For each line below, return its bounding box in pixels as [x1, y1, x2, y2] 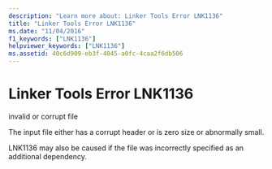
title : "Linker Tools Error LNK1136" [8, 19, 136, 28]
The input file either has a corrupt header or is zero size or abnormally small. [8, 127, 265, 136]
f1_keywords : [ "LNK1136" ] [8, 34, 96, 43]
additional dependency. [8, 151, 87, 161]
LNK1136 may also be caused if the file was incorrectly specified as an [8, 143, 244, 153]
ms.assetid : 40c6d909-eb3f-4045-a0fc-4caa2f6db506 [8, 50, 183, 58]
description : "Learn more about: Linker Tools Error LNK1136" [8, 11, 223, 20]
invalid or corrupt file [8, 111, 79, 121]
